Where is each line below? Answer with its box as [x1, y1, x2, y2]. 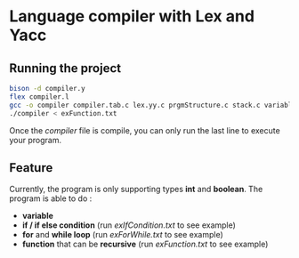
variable [21, 211, 53, 222]
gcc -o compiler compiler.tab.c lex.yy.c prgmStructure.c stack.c [9, 101, 261, 109]
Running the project [9, 60, 122, 76]
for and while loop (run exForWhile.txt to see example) [21, 230, 224, 240]
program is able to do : [9, 193, 93, 204]
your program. [9, 134, 62, 145]
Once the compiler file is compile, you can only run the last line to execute [9, 125, 280, 135]
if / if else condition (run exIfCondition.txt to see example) [21, 220, 236, 230]
